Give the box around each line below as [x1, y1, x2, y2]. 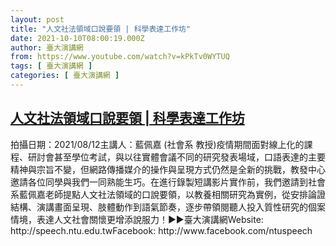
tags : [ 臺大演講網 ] [10, 61, 93, 71]
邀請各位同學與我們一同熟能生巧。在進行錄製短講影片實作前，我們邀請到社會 [10, 176, 326, 188]
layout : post [10, 14, 65, 25]
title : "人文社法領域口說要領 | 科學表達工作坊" [10, 24, 192, 34]
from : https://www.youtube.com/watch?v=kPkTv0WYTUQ [10, 52, 230, 62]
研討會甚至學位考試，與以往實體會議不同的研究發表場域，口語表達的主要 [27, 151, 326, 163]
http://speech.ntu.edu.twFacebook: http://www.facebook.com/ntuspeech [10, 224, 313, 236]
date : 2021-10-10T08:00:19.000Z [10, 33, 145, 43]
